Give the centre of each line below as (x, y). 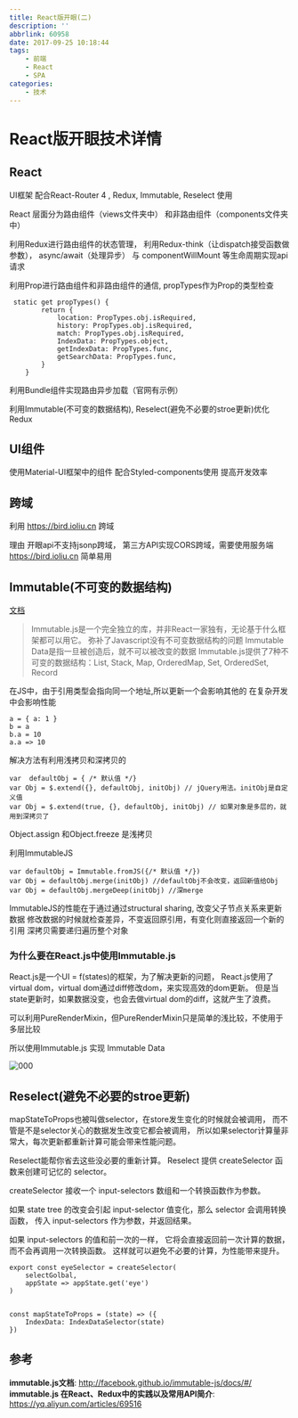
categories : (31, 84)
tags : (19, 51)
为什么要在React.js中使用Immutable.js (93, 955)
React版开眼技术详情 (85, 139)
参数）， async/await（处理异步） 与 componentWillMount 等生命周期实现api (149, 255)
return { (57, 310)
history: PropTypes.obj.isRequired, (125, 325)
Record (44, 672)
